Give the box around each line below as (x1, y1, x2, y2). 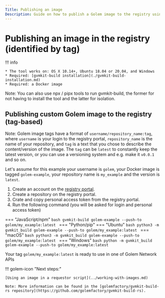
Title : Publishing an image (5, 7, 63, 12)
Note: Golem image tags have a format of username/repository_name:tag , (5, 131, 153, 136)
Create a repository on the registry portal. (12, 191, 97, 197)
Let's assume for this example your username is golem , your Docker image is (5, 166, 160, 172)
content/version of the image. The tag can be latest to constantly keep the (5, 146, 158, 152)
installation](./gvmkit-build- (62, 73, 126, 79)
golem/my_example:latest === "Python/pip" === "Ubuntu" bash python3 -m (5, 222, 159, 228)
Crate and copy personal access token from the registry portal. (12, 197, 140, 203)
